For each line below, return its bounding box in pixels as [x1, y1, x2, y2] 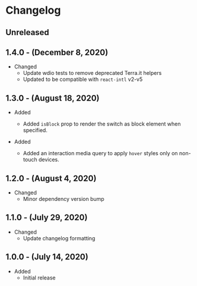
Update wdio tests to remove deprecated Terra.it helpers [23, 70, 162, 77]
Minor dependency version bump [23, 196, 104, 203]
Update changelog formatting [23, 234, 96, 241]
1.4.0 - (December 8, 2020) [5, 47, 109, 57]
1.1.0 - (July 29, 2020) [5, 212, 88, 223]
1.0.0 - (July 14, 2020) [5, 252, 88, 262]
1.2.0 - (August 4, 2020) [5, 173, 97, 183]
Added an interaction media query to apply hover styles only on [23, 150, 179, 157]
